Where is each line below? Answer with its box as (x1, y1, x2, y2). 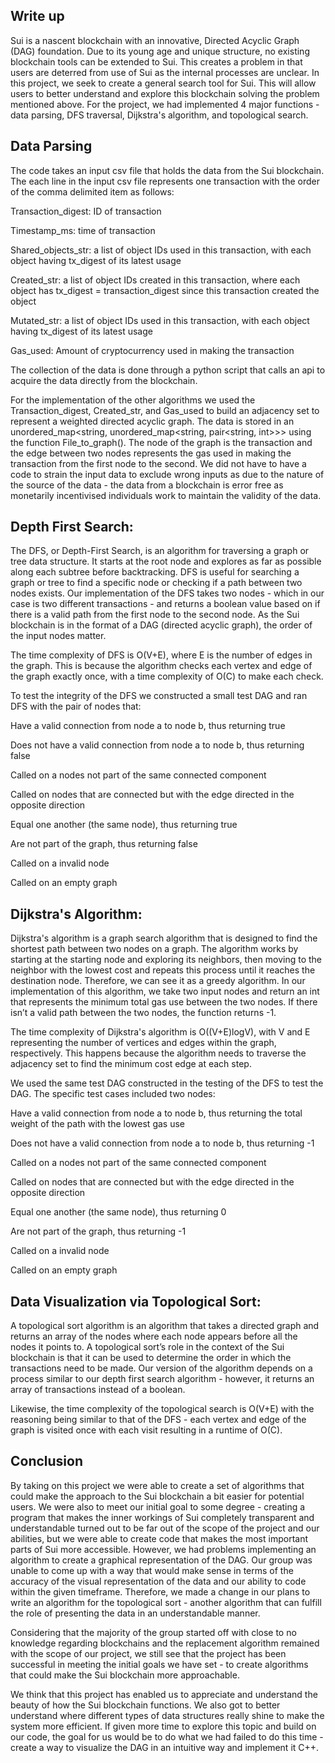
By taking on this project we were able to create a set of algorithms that (10, 1479, 305, 1491)
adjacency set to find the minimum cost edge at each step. (10, 1058, 252, 1070)
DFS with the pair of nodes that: (10, 700, 142, 713)
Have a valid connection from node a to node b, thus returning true (10, 720, 286, 732)
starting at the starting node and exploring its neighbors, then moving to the (10, 954, 322, 966)
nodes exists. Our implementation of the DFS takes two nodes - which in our (10, 587, 325, 599)
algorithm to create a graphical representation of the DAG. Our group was (10, 1554, 313, 1566)
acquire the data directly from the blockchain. (10, 374, 198, 386)
